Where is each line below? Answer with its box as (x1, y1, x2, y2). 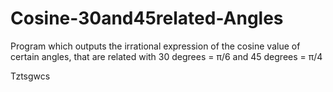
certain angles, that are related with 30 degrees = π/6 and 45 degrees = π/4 (10, 50, 323, 62)
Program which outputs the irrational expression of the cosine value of (10, 40, 301, 52)
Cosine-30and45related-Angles (10, 7, 284, 30)
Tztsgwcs (10, 70, 51, 82)
